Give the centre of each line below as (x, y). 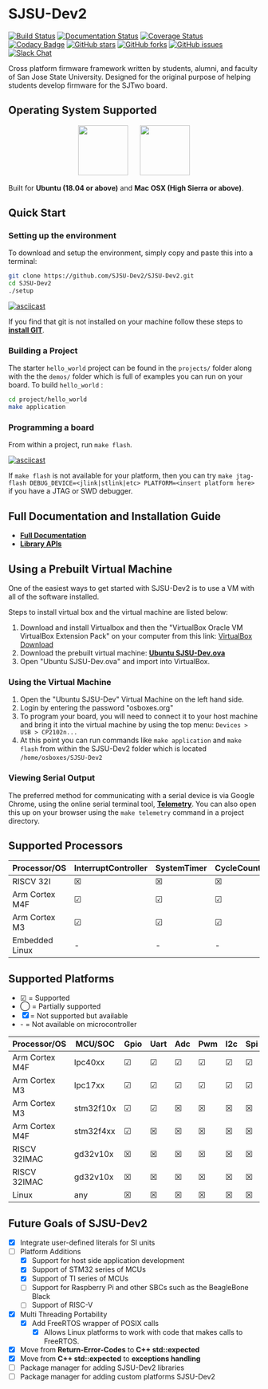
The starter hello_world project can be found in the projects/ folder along (130, 368)
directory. (24, 820)
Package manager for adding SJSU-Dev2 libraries (102, 1367)
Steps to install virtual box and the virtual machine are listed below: (118, 612)
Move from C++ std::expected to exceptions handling (110, 1358)
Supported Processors (66, 846)
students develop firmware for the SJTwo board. (88, 85)
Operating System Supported (83, 110)
